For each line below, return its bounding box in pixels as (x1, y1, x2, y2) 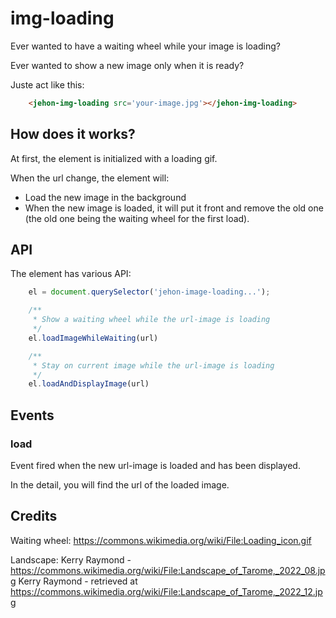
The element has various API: (10, 268, 132, 280)
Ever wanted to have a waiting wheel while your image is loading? (10, 40, 281, 52)
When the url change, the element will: (10, 172, 170, 184)
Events (10, 407, 55, 424)
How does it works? (10, 126, 136, 143)
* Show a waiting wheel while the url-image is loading (32, 315, 271, 325)
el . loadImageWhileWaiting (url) (28, 333, 159, 343)
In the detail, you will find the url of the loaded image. (10, 479, 230, 491)
